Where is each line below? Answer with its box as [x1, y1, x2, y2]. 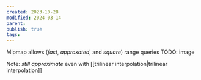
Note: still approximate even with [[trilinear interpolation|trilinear [6, 60, 168, 68]
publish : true [6, 26, 43, 32]
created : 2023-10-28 [6, 9, 59, 15]
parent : [6, 20, 26, 26]
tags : [6, 32, 20, 38]
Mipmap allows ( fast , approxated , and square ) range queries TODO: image [6, 48, 195, 56]
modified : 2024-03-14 [6, 15, 62, 21]
